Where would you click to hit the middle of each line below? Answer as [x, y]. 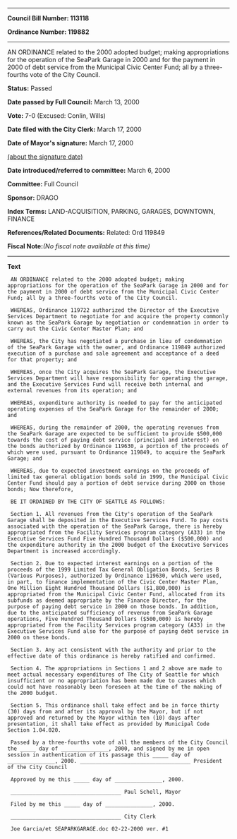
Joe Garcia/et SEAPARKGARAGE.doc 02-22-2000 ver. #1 [90, 829]
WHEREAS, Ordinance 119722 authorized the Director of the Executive [115, 310]
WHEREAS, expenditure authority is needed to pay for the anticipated [116, 403]
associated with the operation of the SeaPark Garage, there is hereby [115, 526]
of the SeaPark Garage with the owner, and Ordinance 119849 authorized [116, 347]
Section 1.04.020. [34, 730]
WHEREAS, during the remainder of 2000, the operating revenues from [115, 428]
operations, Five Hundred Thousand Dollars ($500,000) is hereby [105, 619]
